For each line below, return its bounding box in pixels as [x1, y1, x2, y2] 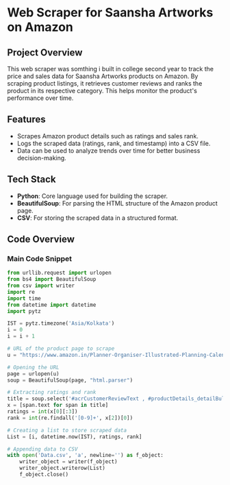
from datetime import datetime [7, 301, 97, 308]
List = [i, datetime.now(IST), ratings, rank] [7, 433, 142, 440]
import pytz [7, 308, 41, 314]
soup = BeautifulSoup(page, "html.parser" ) [7, 377, 133, 384]
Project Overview [7, 47, 83, 58]
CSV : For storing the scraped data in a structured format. [16, 214, 179, 222]
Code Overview [7, 234, 75, 245]
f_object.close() [19, 471, 69, 478]
